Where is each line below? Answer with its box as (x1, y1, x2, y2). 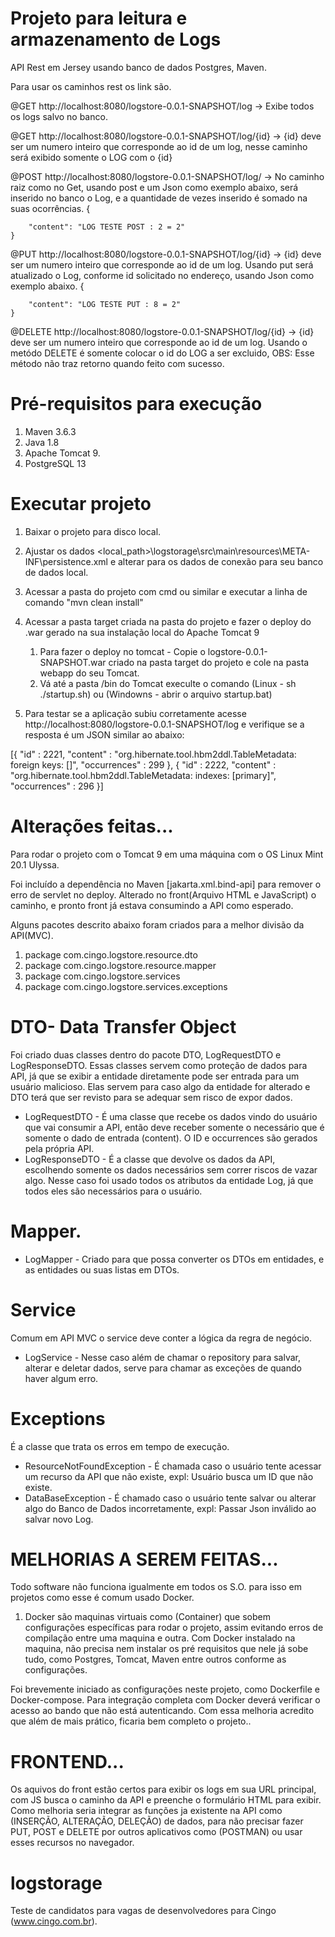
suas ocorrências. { (10, 202, 91, 214)
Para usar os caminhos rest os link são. (10, 80, 172, 92)
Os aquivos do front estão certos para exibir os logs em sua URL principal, (10, 1783, 317, 1796)
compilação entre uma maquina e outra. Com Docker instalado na (24, 1632, 296, 1644)
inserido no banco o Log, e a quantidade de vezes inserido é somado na (10, 192, 308, 204)
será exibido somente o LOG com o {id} (10, 151, 173, 163)
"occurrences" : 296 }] (10, 780, 104, 792)
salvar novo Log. (24, 1513, 94, 1525)
